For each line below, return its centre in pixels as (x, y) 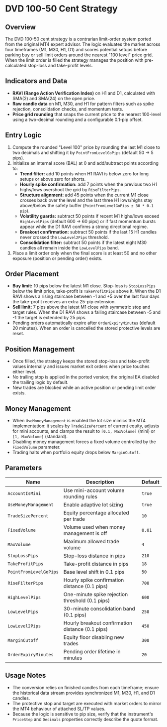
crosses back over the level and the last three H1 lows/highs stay (86, 200)
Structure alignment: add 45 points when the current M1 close (84, 195)
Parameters (24, 468)
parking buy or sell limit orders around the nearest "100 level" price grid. (79, 55)
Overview (21, 27)
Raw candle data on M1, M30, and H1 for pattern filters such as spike (83, 104)
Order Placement (32, 274)
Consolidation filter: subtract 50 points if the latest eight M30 (83, 242)
